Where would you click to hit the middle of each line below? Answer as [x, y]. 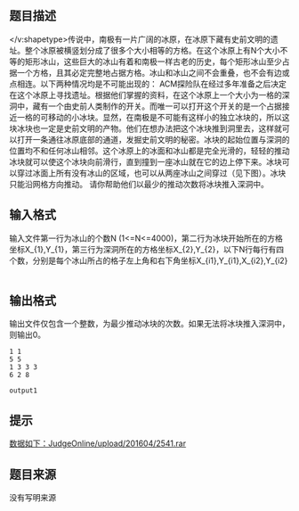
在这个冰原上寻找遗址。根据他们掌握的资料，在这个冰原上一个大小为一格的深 [149, 95]
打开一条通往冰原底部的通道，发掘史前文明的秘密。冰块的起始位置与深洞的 [153, 139]
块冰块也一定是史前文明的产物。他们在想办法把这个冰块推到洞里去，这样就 [145, 128]
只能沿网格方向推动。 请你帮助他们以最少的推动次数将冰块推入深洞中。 [139, 184]
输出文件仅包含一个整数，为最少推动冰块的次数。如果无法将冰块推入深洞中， [149, 324]
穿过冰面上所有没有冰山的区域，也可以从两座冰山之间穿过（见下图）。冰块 [151, 173]
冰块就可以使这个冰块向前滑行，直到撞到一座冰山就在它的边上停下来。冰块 [145, 161]
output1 [24, 391]
